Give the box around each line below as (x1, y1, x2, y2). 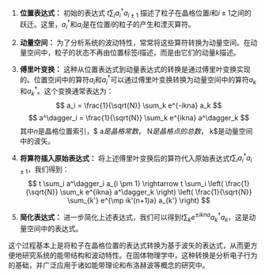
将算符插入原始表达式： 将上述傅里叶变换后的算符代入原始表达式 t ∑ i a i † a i (19, 152, 252, 165)
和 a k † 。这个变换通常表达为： (19, 85, 114, 97)
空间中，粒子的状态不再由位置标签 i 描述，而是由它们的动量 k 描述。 (26, 47, 240, 57)
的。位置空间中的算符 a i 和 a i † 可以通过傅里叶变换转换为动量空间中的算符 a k (19, 73, 257, 86)
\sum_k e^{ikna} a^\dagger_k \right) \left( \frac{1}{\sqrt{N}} (59, 188, 252, 197)
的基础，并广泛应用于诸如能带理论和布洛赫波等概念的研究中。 (8, 260, 210, 270)
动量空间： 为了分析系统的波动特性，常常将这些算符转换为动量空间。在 (19, 37, 251, 47)
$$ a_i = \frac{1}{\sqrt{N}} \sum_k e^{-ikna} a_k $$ (55, 101, 222, 110)
